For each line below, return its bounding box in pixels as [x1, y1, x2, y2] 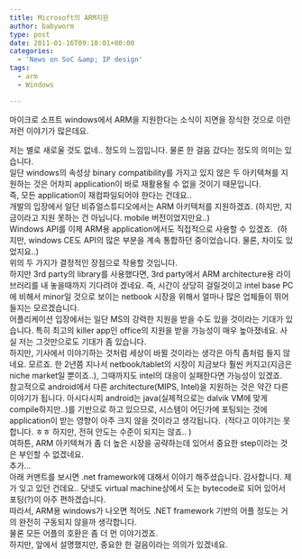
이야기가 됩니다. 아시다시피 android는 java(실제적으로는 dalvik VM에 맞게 [9, 392, 269, 403]
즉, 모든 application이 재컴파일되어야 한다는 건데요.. [9, 189, 192, 200]
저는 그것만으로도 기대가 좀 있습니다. [18, 335, 147, 347]
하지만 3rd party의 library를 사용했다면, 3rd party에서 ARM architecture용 [9, 268, 275, 279]
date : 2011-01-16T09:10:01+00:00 [9, 38, 135, 48]
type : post [9, 30, 50, 39]
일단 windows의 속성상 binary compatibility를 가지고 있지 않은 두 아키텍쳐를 [9, 167, 279, 178]
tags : [9, 64, 30, 73]
